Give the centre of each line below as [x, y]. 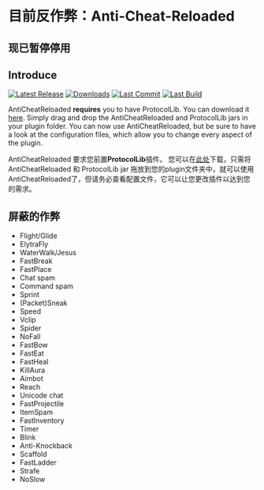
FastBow [34, 345]
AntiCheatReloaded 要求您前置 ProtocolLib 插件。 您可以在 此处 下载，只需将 [130, 160]
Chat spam [37, 278]
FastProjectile [42, 404]
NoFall [30, 337]
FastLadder [38, 462]
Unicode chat [41, 395]
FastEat [32, 353]
